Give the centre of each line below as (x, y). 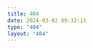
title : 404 (23, 14)
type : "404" (25, 27)
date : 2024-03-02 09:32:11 (47, 20)
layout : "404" (28, 34)
